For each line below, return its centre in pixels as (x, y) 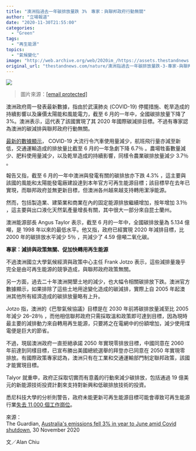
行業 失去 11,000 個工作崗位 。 (41, 405)
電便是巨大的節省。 (29, 331)
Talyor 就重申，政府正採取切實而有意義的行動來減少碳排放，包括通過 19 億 (95, 378)
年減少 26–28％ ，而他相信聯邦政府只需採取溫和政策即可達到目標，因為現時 (97, 316)
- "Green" (23, 33)
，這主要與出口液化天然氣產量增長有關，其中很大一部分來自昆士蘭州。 (90, 210)
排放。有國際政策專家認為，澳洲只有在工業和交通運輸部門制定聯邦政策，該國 (98, 358)
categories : (20, 28)
